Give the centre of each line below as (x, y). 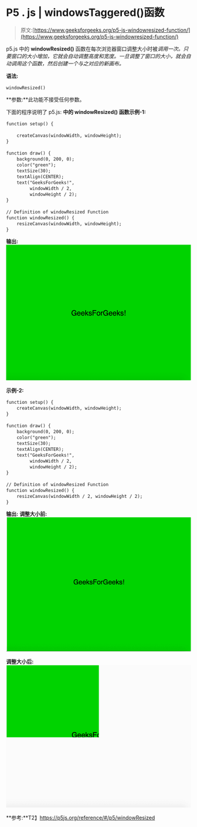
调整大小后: (20, 662)
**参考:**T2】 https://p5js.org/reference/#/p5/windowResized (81, 818)
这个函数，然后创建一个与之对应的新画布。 (73, 63)
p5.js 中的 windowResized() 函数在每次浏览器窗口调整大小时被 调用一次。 (95, 49)
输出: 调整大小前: (27, 514)
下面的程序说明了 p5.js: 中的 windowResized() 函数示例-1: (76, 112)
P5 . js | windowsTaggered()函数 (86, 13)
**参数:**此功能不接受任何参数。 (45, 99)
